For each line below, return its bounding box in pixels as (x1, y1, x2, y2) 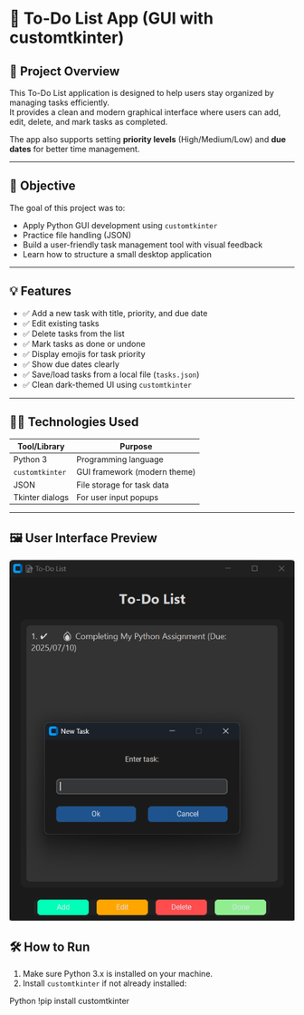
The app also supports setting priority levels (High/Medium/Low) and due (9, 134, 287, 144)
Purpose (119, 440, 153, 451)
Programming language (76, 454, 165, 465)
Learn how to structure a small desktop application (22, 248, 213, 259)
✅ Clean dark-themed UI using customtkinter (22, 379, 192, 390)
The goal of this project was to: (9, 202, 126, 213)
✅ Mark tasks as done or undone (22, 338, 147, 349)
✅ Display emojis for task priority (22, 348, 146, 359)
